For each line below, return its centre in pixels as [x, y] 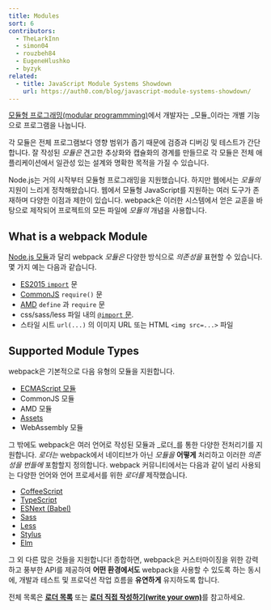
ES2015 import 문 [49, 284]
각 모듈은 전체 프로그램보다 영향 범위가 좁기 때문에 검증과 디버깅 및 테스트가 [127, 143]
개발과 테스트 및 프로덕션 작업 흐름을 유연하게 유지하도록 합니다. [119, 580]
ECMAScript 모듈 [48, 388]
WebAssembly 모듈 [51, 427]
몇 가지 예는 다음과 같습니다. [53, 267]
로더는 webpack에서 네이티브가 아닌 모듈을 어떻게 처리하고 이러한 [142, 455]
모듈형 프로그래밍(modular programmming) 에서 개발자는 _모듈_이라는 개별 [127, 115]
